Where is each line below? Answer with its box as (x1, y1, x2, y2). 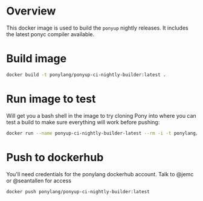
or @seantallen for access (6, 177, 71, 184)
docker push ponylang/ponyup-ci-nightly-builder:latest (6, 188, 150, 194)
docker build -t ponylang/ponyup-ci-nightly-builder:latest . (6, 71, 166, 78)
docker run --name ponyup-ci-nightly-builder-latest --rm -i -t (6, 130, 172, 136)
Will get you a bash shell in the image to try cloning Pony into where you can (6, 112, 196, 119)
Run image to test (6, 92, 96, 106)
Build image (6, 52, 67, 66)
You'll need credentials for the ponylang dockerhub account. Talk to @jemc (6, 170, 194, 177)
